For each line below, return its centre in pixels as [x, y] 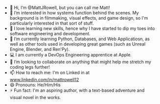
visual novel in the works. [35, 97]
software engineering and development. [50, 34]
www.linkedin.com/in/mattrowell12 [44, 79]
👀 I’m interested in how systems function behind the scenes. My [74, 13]
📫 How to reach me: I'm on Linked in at [49, 73]
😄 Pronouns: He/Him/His [35, 85]
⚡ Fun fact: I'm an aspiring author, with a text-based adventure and [77, 90]
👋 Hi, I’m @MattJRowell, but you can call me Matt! [60, 8]
